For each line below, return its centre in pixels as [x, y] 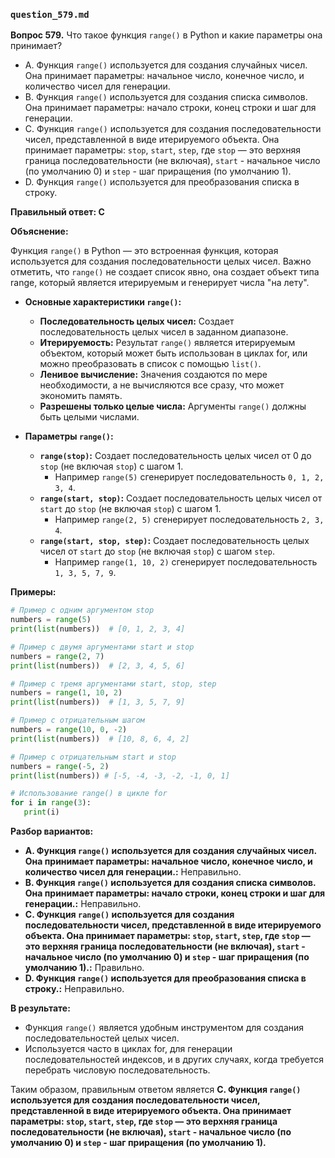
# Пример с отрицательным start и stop [93, 757]
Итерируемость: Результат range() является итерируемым [167, 343]
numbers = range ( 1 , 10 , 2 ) [66, 693]
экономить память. [81, 396]
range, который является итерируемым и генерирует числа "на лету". [160, 283]
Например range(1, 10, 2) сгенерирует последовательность [186, 562]
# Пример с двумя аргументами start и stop [102, 647]
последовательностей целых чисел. [102, 1038]
